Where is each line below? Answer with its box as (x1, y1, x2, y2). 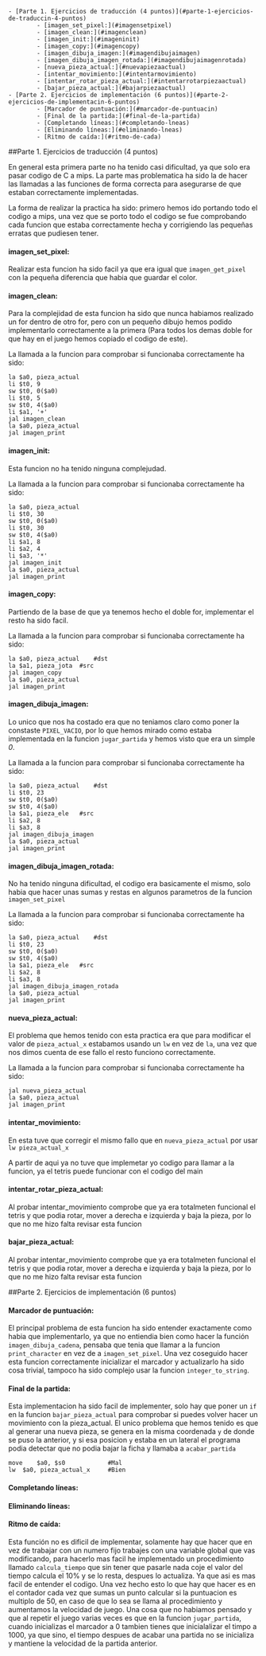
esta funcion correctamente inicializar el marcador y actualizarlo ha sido (8, 1357, 245, 1367)
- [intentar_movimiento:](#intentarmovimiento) (37, 70, 197, 78)
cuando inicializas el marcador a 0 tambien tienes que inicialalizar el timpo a (8, 1621, 257, 1631)
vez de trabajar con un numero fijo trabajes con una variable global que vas (8, 1545, 256, 1555)
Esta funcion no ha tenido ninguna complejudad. (8, 463, 167, 473)
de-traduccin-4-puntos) (8, 14, 87, 22)
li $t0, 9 (8, 381, 41, 389)
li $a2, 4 (8, 545, 41, 553)
